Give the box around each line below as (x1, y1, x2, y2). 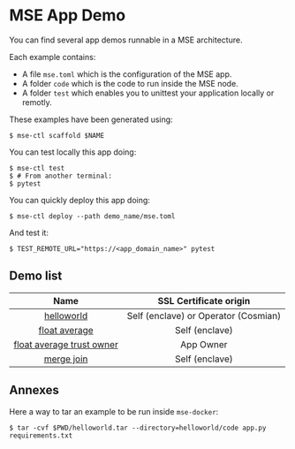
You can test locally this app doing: (9, 147, 137, 157)
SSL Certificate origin (157, 294, 251, 307)
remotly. (21, 96, 52, 107)
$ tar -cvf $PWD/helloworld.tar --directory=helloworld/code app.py (9, 423, 267, 432)
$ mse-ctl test (9, 164, 65, 172)
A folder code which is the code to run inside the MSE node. (21, 78, 238, 88)
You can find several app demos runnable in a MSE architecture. (9, 34, 243, 45)
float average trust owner (13, 338, 119, 350)
